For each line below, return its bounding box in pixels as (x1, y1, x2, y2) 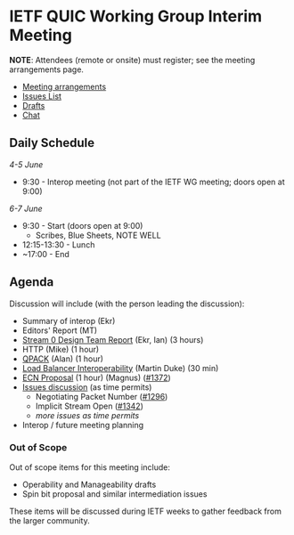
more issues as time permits (35, 409, 140, 420)
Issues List (21, 91, 62, 101)
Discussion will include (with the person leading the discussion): (9, 298, 245, 309)
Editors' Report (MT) (21, 325, 98, 336)
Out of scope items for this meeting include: (9, 461, 171, 473)
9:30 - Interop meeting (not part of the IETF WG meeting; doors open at (21, 176, 285, 187)
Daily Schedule (9, 135, 95, 150)
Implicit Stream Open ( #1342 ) (35, 401, 144, 411)
